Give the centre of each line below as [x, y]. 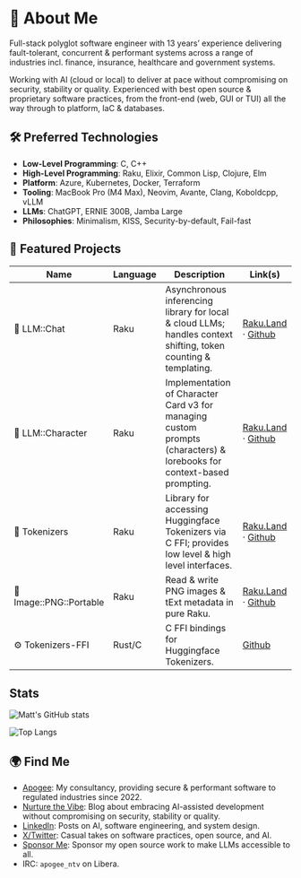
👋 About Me [54, 18]
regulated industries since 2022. [82, 797]
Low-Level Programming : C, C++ [85, 163]
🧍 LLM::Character [51, 432]
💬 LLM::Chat [39, 328]
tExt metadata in [200, 602]
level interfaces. [199, 565]
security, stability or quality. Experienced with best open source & [130, 89]
